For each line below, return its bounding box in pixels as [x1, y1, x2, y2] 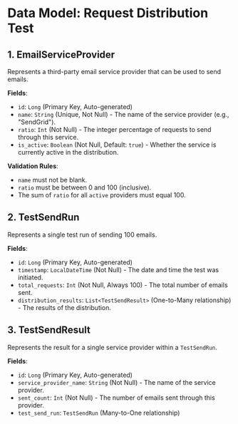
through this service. [17, 133, 79, 141]
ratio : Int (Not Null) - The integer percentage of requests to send [17, 125, 212, 133]
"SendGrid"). [17, 118, 56, 126]
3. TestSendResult [7, 324, 90, 336]
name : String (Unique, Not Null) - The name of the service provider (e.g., [17, 110, 229, 118]
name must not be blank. [17, 176, 88, 184]
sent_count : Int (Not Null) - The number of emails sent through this [17, 393, 215, 402]
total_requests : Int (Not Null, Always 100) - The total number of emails [17, 280, 228, 289]
